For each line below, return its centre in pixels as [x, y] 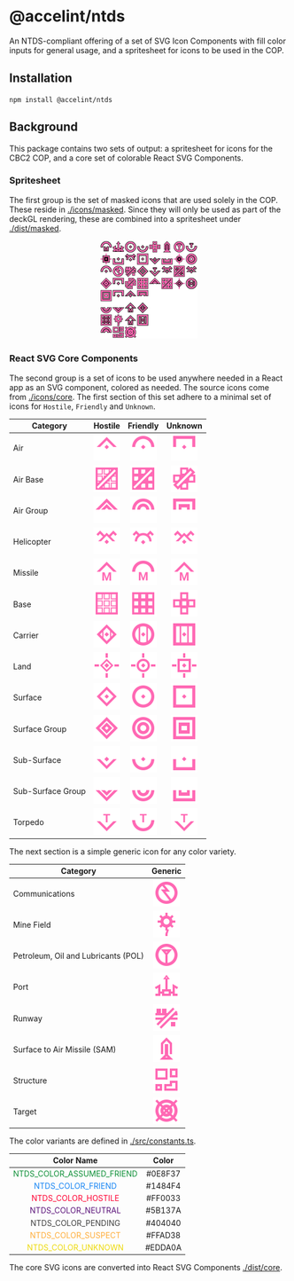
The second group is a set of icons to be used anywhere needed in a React [146, 378]
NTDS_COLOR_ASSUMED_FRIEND [75, 1174]
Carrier [26, 635]
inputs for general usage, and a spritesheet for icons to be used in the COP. [147, 50]
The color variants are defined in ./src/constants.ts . [103, 1141]
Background [43, 127]
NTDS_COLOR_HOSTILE [75, 1198]
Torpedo [28, 822]
